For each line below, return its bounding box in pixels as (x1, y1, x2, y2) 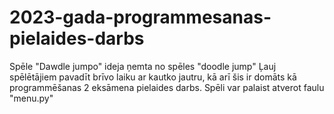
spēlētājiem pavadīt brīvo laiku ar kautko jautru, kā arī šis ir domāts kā (9, 71, 297, 83)
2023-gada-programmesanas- (9, 6, 272, 29)
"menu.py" (9, 92, 54, 104)
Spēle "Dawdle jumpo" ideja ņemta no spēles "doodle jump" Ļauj (9, 60, 277, 72)
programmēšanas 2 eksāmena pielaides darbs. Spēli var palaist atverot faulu (9, 81, 325, 93)
